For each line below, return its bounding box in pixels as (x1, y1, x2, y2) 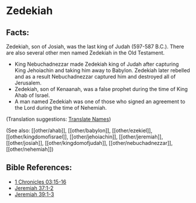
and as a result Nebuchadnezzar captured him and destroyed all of (14, 73, 176, 80)
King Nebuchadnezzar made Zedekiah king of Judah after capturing (14, 60, 180, 67)
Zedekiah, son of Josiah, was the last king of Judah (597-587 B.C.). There (6, 43, 184, 50)
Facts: (6, 28, 29, 38)
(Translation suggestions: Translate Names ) (6, 116, 111, 123)
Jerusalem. (14, 79, 42, 86)
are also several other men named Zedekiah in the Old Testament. (6, 49, 165, 56)
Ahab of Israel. (14, 92, 50, 99)
